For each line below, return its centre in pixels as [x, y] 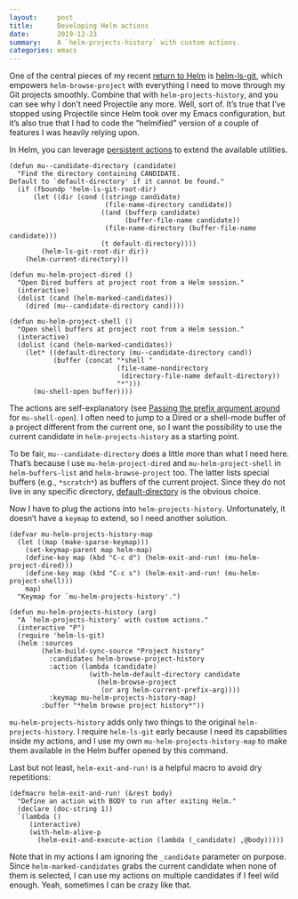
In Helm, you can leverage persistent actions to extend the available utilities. [149, 150]
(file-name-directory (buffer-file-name [180, 229]
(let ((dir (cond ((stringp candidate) [106, 197]
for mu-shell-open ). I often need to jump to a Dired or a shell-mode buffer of [148, 418]
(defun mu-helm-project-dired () [71, 275]
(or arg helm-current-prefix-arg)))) [171, 690]
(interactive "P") [52, 628]
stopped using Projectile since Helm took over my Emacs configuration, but [147, 114]
